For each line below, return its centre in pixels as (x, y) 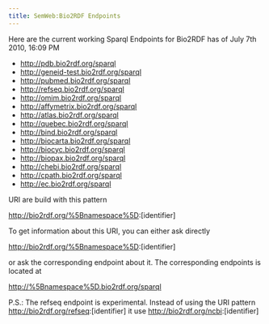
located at (25, 271)
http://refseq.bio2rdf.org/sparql (72, 89)
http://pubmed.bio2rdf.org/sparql (75, 80)
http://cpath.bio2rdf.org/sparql (71, 175)
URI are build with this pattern (58, 199)
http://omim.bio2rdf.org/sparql (71, 97)
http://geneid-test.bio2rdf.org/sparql (81, 72)
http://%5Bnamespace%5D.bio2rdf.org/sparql (85, 286)
